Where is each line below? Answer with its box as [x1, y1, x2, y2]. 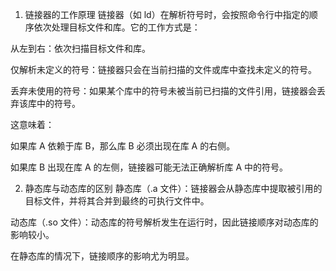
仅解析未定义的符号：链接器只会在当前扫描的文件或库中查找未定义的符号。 [10, 64, 317, 75]
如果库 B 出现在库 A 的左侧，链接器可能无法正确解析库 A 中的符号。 [10, 161, 289, 173]
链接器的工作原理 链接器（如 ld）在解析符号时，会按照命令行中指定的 [24, 9, 310, 20]
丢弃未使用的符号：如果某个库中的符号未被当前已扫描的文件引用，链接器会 [10, 85, 317, 97]
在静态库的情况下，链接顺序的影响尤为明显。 [10, 250, 195, 262]
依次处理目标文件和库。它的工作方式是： [33, 21, 201, 33]
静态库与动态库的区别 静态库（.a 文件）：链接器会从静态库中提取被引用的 [24, 183, 323, 194]
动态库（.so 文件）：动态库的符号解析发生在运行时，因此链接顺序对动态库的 [10, 216, 319, 228]
